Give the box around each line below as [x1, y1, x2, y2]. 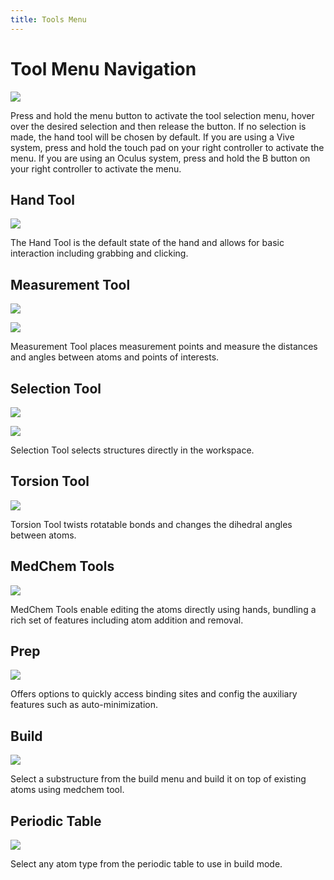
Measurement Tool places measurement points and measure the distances [10, 341, 318, 353]
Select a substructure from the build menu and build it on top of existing [10, 773, 307, 785]
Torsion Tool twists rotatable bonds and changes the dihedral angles [10, 518, 293, 530]
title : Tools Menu [10, 14, 87, 25]
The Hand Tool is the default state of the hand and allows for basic [10, 237, 285, 249]
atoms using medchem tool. [10, 784, 125, 796]
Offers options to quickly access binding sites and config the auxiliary [10, 688, 298, 700]
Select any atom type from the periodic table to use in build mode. [10, 858, 283, 870]
